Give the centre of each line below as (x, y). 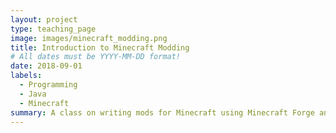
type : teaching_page (53, 29)
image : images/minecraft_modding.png (89, 38)
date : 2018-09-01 (46, 66)
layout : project (44, 19)
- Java (33, 94)
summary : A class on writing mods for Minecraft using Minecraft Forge (162, 112)
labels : (26, 76)
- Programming (48, 85)
